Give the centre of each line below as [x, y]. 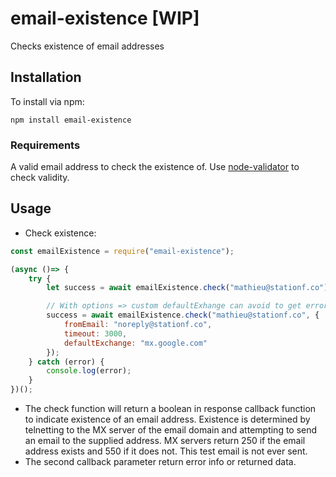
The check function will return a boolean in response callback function [170, 409]
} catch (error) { [66, 362]
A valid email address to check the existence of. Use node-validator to [155, 167]
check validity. [40, 178]
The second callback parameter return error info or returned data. [160, 462]
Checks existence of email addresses [87, 46]
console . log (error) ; [89, 371]
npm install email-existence [71, 120]
